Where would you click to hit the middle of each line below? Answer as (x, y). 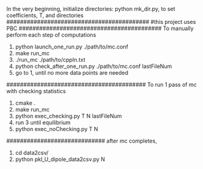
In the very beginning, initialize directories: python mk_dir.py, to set (91, 9)
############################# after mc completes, (82, 141)
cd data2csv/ (32, 153)
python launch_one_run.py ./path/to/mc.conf (72, 47)
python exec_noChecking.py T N (56, 129)
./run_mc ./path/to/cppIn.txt (50, 60)
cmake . (25, 103)
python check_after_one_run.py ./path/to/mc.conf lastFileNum (94, 66)
